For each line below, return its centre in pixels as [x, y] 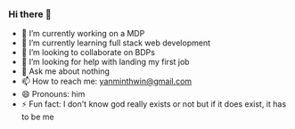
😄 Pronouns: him [53, 94]
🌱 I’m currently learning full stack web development [116, 43]
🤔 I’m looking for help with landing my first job [105, 62]
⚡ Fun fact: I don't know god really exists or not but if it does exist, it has [154, 104]
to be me [37, 117]
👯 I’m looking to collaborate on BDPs [88, 52]
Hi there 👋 [30, 14]
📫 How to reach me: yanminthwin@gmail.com [107, 81]
